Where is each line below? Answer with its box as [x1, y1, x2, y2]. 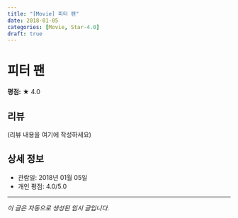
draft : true [7, 30, 42, 38]
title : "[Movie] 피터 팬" [7, 10, 79, 18]
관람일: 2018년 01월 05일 [17, 173, 88, 181]
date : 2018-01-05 [7, 17, 59, 24]
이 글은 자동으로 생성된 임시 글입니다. [7, 203, 110, 212]
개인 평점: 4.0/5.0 [17, 182, 67, 190]
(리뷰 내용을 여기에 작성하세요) [7, 130, 92, 139]
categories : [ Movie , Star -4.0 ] [7, 23, 100, 30]
